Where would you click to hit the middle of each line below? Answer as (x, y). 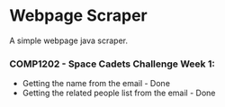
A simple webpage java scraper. (69, 40)
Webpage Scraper (78, 16)
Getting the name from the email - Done (96, 84)
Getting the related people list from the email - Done (119, 93)
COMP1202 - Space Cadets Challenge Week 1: (112, 64)
